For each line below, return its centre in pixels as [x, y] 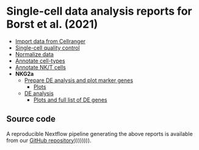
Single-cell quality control [48, 48]
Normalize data [34, 54]
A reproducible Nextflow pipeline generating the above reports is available [100, 133]
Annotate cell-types [40, 61]
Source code [31, 119]
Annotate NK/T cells [40, 67]
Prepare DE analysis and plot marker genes [78, 80]
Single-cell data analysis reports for [99, 11]
